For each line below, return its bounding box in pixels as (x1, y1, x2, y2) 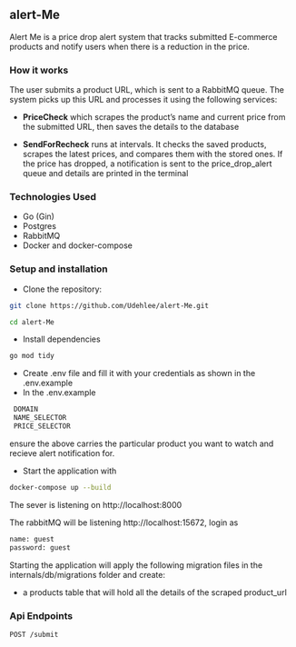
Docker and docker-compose (22, 240, 133, 251)
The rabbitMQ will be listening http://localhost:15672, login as (9, 517, 239, 528)
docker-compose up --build (9, 483, 112, 492)
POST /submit (9, 630, 59, 639)
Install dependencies (22, 333, 102, 344)
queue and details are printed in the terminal (22, 168, 189, 179)
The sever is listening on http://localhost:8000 (9, 499, 183, 510)
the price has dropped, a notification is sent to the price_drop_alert (22, 158, 272, 169)
